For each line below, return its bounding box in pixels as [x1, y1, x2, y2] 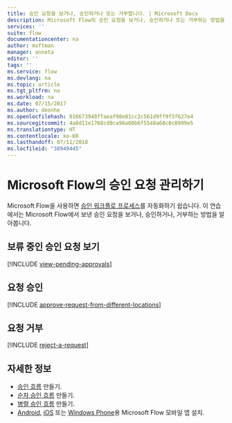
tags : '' [7, 62, 33, 69]
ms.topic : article [7, 81, 60, 88]
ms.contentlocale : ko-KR [7, 132, 79, 139]
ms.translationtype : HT [7, 126, 76, 133]
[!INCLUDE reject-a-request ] [7, 341, 89, 350]
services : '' [7, 23, 45, 30]
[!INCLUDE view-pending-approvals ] [7, 260, 112, 268]
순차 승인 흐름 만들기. [17, 391, 75, 399]
